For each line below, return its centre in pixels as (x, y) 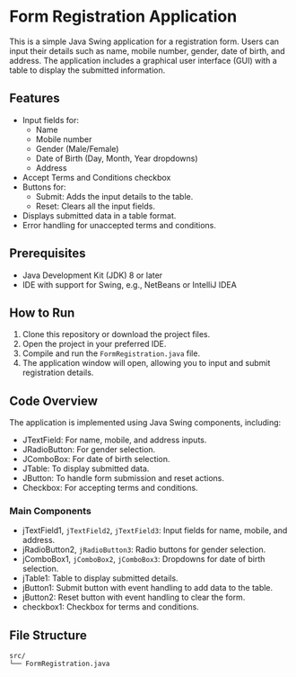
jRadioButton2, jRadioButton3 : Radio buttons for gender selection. (144, 549)
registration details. (58, 373)
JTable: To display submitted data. (86, 468)
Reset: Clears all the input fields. (95, 206)
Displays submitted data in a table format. (99, 215)
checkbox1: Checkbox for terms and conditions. (110, 607)
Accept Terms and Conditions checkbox (96, 177)
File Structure (48, 635)
